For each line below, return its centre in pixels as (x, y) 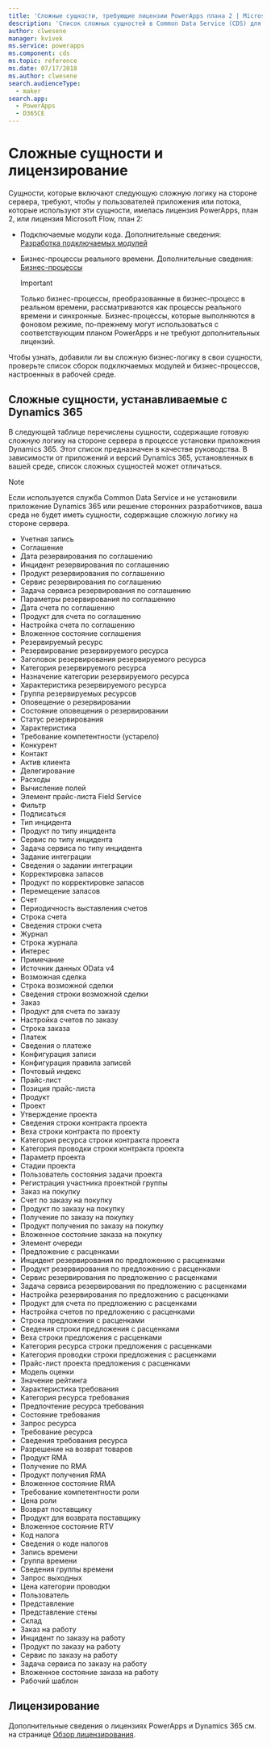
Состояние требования (60, 1414)
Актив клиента (45, 762)
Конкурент (39, 745)
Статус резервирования (62, 719)
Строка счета (43, 916)
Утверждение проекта (58, 1114)
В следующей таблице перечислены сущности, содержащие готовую (129, 431)
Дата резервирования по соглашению (86, 556)
